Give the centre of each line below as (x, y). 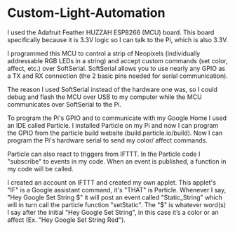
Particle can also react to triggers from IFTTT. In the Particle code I (104, 154)
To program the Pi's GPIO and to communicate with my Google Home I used (117, 118)
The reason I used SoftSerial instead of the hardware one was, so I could (112, 89)
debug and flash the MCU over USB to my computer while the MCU (105, 97)
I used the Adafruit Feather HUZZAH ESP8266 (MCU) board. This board (111, 32)
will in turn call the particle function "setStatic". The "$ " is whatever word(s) (117, 204)
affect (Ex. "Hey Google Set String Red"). (67, 220)
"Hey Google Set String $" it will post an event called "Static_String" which (115, 197)
